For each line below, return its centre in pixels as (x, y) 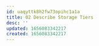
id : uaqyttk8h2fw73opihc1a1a (43, 12)
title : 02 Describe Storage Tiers (50, 17)
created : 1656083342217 (36, 34)
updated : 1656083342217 (36, 28)
